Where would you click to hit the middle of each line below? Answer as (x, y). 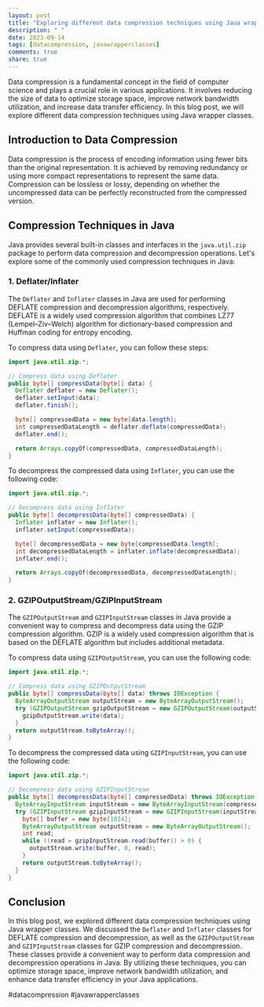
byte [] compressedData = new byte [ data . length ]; (96, 420)
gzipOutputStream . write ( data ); (73, 716)
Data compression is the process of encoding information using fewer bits (128, 159)
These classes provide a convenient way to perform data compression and (129, 954)
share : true (27, 60)
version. (21, 201)
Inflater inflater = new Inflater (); (77, 523)
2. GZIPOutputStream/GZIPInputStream (85, 601)
